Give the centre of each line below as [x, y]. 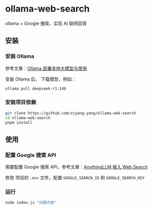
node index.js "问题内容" [31, 203]
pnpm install [19, 122]
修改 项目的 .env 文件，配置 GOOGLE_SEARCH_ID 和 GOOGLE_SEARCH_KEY [75, 178]
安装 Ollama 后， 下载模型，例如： [41, 79]
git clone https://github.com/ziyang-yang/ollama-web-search [71, 113]
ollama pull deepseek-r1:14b [36, 89]
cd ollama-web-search [28, 118]
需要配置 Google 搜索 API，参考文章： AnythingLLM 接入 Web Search [77, 167]
